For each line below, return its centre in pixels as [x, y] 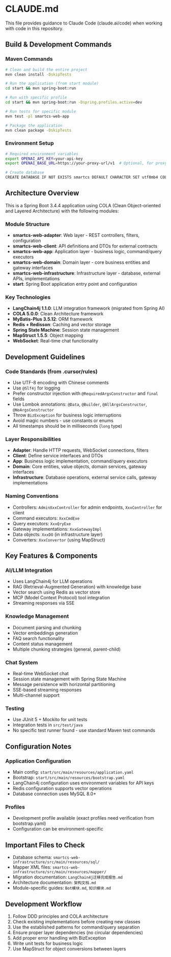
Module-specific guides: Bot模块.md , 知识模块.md [62, 888]
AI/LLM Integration [29, 571]
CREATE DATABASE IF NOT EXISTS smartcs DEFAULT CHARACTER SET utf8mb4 [82, 177]
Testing [15, 708]
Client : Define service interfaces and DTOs [58, 456]
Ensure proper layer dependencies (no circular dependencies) [78, 933]
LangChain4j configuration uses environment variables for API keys [83, 783]
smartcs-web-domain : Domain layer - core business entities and [81, 262]
